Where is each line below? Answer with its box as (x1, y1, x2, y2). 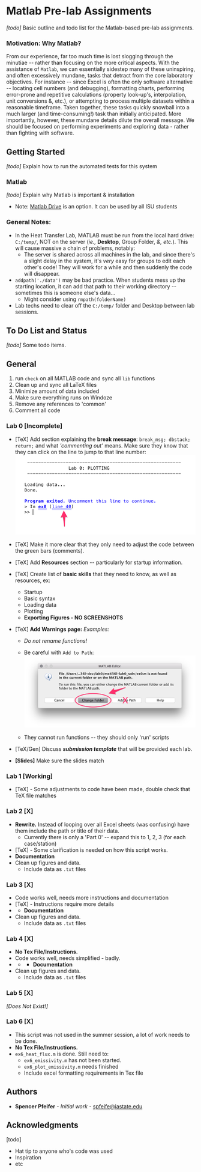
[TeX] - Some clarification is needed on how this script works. (14, 846, 168, 854)
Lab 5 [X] (6, 989, 34, 997)
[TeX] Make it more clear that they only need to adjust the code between (14, 541, 194, 548)
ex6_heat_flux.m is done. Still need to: (14, 1050, 109, 1057)
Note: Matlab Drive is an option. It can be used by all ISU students (14, 203, 178, 210)
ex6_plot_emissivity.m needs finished (23, 1063, 119, 1070)
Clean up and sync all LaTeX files (14, 381, 97, 389)
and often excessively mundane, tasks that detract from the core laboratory (6, 72, 193, 79)
